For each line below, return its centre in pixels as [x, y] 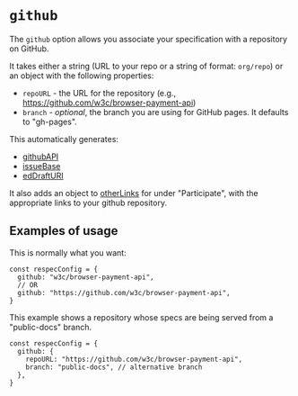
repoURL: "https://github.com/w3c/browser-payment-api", [134, 359]
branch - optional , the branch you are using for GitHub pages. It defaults [155, 112]
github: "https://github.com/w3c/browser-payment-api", [124, 292]
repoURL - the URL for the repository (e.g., [99, 93]
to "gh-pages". [50, 121]
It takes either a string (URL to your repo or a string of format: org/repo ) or [146, 66]
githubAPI [40, 157]
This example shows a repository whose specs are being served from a [141, 317]
